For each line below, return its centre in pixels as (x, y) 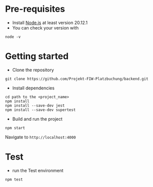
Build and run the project (37, 119)
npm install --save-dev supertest (41, 110)
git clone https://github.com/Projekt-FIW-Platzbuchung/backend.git (77, 79)
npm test (14, 179)
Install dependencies (33, 88)
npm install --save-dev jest (35, 106)
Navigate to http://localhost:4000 (41, 137)
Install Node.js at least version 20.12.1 (50, 23)
